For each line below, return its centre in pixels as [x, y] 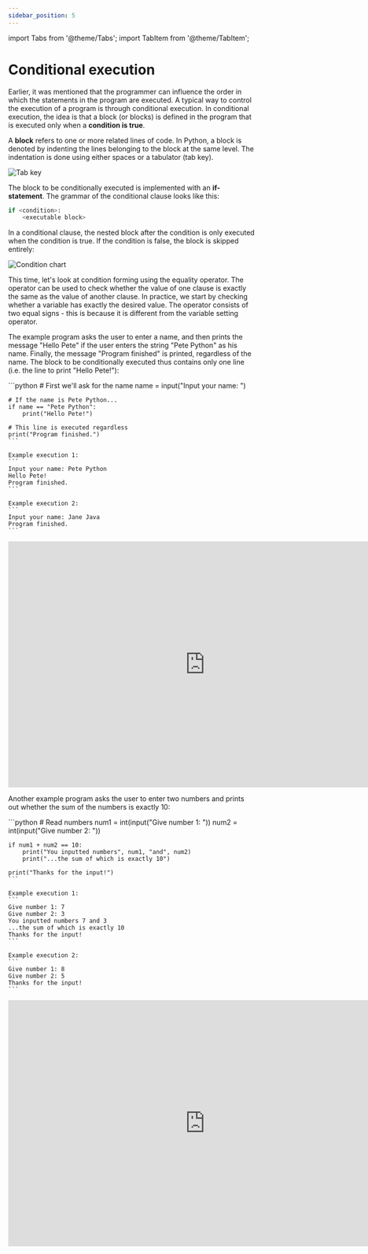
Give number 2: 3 [37, 915]
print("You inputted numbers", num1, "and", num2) [107, 852]
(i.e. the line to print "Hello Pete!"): [64, 370]
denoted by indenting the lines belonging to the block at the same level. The [131, 148]
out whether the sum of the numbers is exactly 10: [89, 807]
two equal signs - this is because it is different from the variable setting [123, 313]
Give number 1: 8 [37, 970]
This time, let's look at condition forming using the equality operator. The [126, 280]
